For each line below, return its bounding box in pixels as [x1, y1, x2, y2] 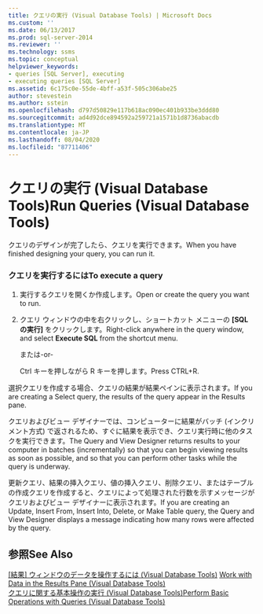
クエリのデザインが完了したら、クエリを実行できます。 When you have [8, 241, 237, 250]
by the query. [8, 523, 51, 532]
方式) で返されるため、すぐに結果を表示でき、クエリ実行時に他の [28, 426, 239, 436]
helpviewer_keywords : [8, 63, 79, 71]
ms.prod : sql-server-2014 [8, 33, 93, 42]
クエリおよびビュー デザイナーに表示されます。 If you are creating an [8, 497, 230, 507]
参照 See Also [8, 548, 73, 561]
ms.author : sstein [8, 99, 68, 107]
